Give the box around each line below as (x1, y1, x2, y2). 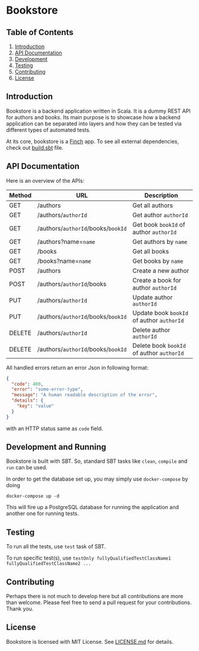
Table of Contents (6, 27, 74, 37)
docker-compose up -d (6, 493, 60, 499)
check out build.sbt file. (6, 144, 64, 151)
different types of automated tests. (6, 126, 91, 134)
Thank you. (6, 605, 34, 612)
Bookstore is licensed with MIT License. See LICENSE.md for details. (6, 638, 174, 645)
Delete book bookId (132, 341, 187, 350)
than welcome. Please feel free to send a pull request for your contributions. (6, 599, 192, 606)
